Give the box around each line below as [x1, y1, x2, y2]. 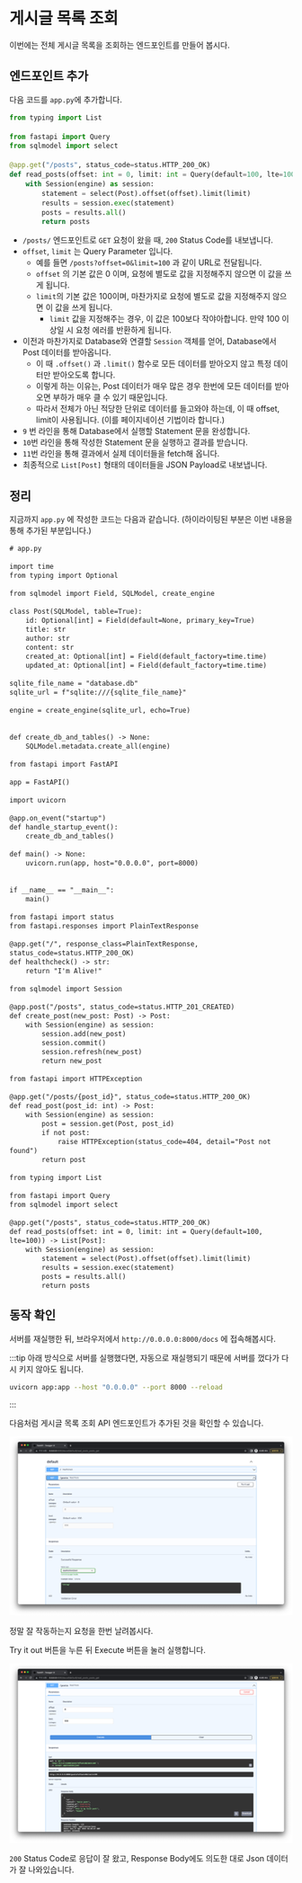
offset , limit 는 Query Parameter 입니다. [22, 246, 173, 257]
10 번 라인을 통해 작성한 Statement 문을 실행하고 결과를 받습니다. [22, 437, 249, 448]
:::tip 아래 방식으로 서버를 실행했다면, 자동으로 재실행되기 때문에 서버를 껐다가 [9, 1352, 280, 1363]
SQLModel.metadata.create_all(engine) [25, 742, 171, 751]
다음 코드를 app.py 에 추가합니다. [9, 93, 123, 104]
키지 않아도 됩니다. [18, 1363, 84, 1374]
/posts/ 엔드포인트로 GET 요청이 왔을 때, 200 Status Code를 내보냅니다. [22, 235, 274, 245]
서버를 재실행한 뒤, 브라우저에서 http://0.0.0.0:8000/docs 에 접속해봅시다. [9, 1333, 276, 1344]
